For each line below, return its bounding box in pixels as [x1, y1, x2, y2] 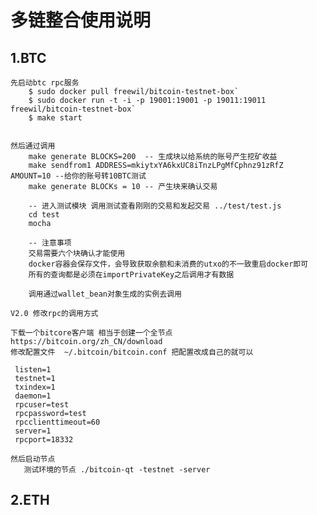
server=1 [14, 426, 52, 436]
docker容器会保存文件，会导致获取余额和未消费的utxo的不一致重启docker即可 [28, 259, 309, 269]
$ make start [28, 113, 83, 123]
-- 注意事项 [28, 238, 72, 248]
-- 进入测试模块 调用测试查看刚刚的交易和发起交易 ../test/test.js [28, 201, 282, 211]
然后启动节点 [10, 454, 56, 464]
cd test [28, 210, 60, 220]
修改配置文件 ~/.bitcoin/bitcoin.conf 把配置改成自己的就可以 [10, 347, 254, 357]
